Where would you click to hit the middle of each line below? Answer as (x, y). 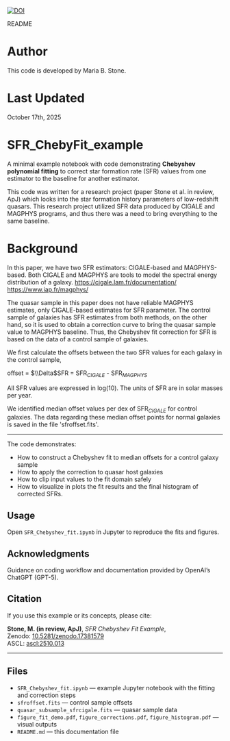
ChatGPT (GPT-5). (33, 577)
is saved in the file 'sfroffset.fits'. (53, 424)
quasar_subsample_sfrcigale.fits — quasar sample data (97, 709)
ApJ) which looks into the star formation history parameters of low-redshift (113, 199)
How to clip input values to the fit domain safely (84, 479)
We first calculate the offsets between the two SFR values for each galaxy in (115, 352)
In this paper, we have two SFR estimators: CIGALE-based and (95, 267)
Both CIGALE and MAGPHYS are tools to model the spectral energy (123, 275)
